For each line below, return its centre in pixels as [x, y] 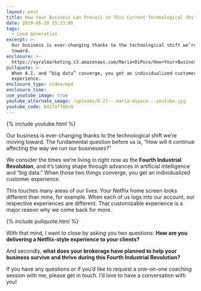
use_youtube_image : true [37, 95]
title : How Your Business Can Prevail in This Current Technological [95, 17]
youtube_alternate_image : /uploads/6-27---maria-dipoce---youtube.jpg [96, 101]
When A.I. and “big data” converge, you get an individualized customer [104, 73]
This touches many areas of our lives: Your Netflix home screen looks [92, 190]
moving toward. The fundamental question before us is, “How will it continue [100, 142]
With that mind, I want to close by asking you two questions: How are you [97, 233]
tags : [13, 28]
